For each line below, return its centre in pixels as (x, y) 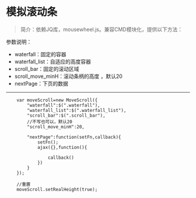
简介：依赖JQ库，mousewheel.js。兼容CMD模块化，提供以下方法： (101, 29)
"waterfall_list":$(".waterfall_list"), (77, 110)
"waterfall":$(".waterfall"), (64, 105)
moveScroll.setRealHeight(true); (57, 189)
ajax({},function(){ (62, 147)
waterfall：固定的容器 (40, 54)
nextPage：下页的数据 (41, 83)
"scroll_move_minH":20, (56, 127)
